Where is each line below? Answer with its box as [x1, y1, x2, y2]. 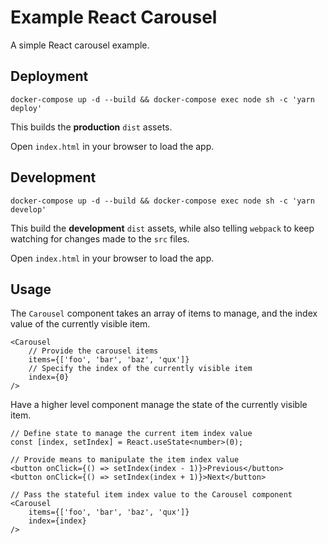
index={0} [28, 372, 70, 383]
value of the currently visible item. [10, 318, 151, 330]
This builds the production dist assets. [10, 121, 173, 133]
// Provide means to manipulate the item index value [10, 455, 240, 465]
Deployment [10, 68, 89, 85]
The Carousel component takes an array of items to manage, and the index [10, 307, 318, 320]
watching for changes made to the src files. [10, 232, 190, 245]
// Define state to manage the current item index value [10, 429, 253, 439]
